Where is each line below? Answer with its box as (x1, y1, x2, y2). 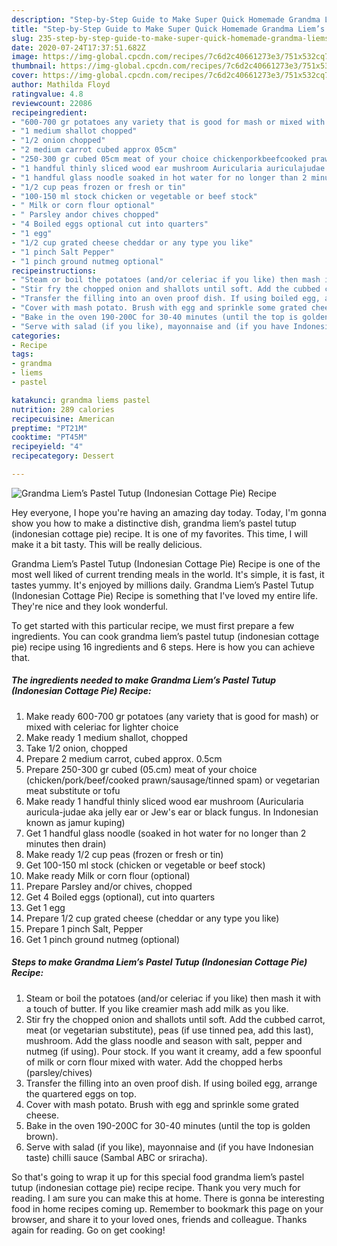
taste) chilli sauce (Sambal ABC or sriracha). (25, 1151, 208, 1163)
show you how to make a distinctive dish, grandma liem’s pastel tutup (11, 517, 297, 529)
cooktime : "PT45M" (11, 432, 88, 443)
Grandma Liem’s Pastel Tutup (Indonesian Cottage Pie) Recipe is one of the (11, 557, 321, 570)
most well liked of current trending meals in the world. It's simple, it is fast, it (11, 568, 325, 580)
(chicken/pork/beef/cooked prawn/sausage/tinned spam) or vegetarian (25, 774, 321, 786)
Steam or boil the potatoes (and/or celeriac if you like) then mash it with (25, 992, 321, 1004)
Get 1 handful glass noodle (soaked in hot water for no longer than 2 (25, 827, 307, 839)
